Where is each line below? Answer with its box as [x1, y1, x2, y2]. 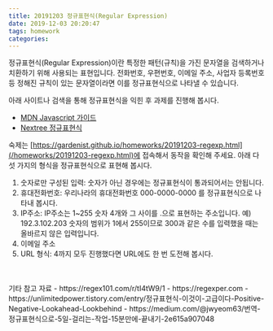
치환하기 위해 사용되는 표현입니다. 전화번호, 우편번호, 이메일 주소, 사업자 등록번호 [8, 68, 265, 78]
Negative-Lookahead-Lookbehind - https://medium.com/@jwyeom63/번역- [8, 304, 261, 314]
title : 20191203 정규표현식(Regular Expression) [8, 11, 169, 20]
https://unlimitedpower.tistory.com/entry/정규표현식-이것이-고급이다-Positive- [8, 294, 265, 303]
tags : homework [8, 27, 60, 35]
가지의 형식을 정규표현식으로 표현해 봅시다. [16, 160, 152, 171]
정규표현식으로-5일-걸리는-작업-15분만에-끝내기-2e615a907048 [8, 314, 214, 324]
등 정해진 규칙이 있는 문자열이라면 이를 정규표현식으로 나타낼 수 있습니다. [8, 78, 239, 88]
